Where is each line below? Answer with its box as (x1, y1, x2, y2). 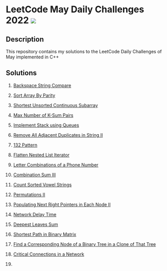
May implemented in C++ (6, 54, 59, 60)
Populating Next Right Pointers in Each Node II (13, 201, 111, 207)
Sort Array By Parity (13, 92, 56, 98)
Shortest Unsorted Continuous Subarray (13, 102, 99, 108)
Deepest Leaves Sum (13, 221, 58, 227)
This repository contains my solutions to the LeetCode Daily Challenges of (6, 49, 162, 54)
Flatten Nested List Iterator (13, 152, 69, 158)
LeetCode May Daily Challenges (6, 4, 145, 15)
